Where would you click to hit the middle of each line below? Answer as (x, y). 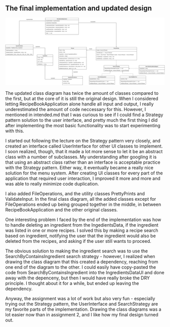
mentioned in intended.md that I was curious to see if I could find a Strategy (84, 115)
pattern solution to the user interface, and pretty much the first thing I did (81, 120)
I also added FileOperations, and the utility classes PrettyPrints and (75, 194)
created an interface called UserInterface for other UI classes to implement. (84, 146)
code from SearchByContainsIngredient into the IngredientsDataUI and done (85, 273)
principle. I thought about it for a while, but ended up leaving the (72, 283)
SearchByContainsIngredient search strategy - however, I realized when (80, 257)
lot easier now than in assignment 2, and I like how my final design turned (82, 315)
